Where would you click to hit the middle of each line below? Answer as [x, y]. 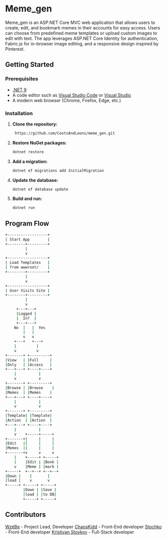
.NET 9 [19, 90]
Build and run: [27, 199]
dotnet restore [28, 152]
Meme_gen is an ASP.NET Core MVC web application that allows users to [80, 22]
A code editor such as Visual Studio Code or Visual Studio [72, 95]
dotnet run [24, 208]
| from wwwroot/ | [28, 267]
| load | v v [28, 481]
